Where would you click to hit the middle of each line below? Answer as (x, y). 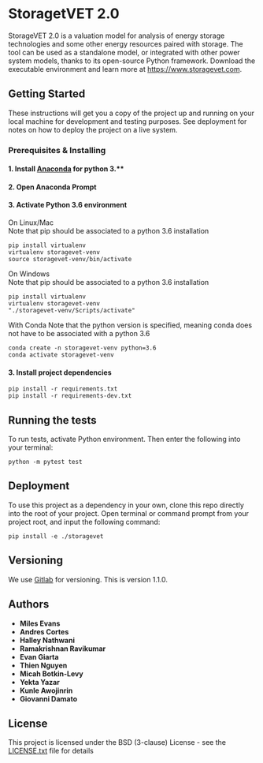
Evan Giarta (39, 656)
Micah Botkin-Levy (52, 673)
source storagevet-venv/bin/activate (70, 260)
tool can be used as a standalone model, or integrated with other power (124, 52)
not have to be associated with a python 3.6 (79, 334)
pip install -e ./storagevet (56, 536)
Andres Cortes (44, 631)
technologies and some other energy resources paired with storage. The (126, 43)
